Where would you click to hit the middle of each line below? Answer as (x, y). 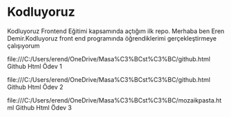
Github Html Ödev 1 (34, 66)
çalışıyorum (23, 45)
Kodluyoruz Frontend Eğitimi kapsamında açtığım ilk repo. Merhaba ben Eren (116, 31)
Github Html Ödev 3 (44, 107)
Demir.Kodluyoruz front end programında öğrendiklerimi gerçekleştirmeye (112, 38)
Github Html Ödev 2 (35, 87)
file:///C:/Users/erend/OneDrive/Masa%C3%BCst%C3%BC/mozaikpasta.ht (114, 100)
